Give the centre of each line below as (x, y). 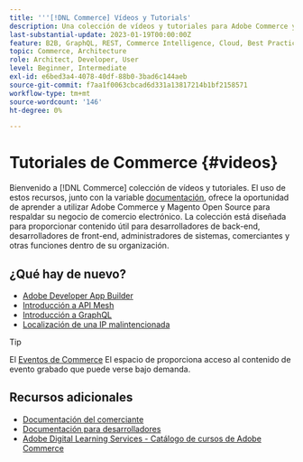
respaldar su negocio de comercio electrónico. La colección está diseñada (148, 217)
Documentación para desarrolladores (92, 429)
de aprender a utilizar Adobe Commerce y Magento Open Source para (140, 207)
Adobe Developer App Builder (78, 296)
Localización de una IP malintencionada (96, 325)
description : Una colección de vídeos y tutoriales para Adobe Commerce (149, 26)
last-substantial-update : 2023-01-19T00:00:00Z (101, 34)
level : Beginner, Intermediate (68, 69)
